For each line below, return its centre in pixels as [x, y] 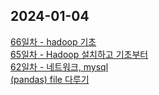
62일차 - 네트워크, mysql [59, 66]
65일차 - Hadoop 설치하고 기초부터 [79, 54]
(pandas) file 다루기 [50, 79]
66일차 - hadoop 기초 [53, 41]
